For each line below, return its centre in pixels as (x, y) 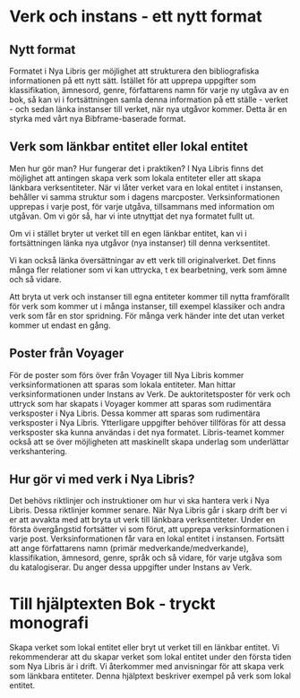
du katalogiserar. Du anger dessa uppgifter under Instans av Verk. (131, 567)
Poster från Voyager (67, 353)
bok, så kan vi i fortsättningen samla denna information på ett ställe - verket (149, 99)
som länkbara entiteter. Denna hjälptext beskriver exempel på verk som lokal (150, 676)
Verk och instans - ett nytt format (136, 17)
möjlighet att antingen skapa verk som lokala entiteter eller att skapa (135, 177)
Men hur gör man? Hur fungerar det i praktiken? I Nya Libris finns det (137, 168)
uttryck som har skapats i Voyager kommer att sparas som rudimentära (140, 403)
